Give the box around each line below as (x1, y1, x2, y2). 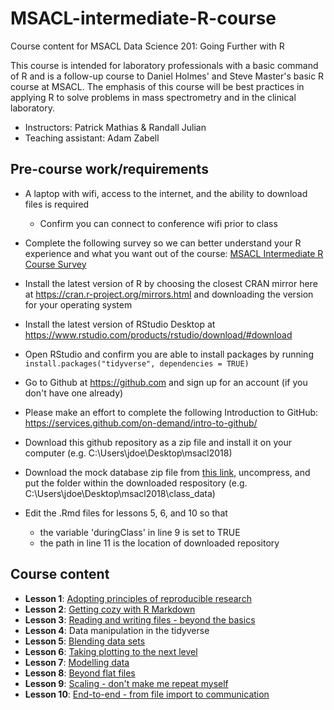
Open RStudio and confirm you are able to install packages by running (24, 348, 314, 360)
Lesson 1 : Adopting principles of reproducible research (24, 592, 252, 604)
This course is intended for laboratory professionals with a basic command (10, 59, 319, 71)
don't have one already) (24, 387, 124, 399)
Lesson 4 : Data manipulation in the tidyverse (24, 624, 210, 636)
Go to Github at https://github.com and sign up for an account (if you (24, 376, 308, 388)
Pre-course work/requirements (10, 161, 209, 178)
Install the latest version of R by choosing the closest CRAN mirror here (24, 277, 318, 289)
